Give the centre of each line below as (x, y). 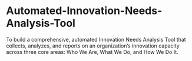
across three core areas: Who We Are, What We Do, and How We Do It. (92, 52)
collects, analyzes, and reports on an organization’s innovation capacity (93, 46)
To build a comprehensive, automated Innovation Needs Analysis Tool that (96, 39)
